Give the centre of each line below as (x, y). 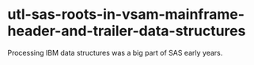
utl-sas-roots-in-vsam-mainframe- (126, 14)
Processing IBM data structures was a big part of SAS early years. (115, 52)
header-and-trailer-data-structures (127, 31)
